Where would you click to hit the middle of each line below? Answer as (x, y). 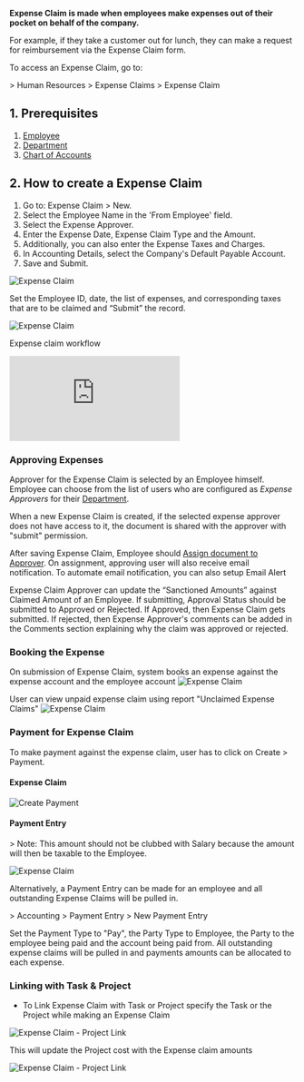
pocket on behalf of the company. (74, 23)
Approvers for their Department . (69, 498)
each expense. (37, 962)
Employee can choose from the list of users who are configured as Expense (151, 488)
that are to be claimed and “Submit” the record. (98, 308)
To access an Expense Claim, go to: (76, 68)
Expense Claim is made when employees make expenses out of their (142, 13)
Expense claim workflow (55, 343)
